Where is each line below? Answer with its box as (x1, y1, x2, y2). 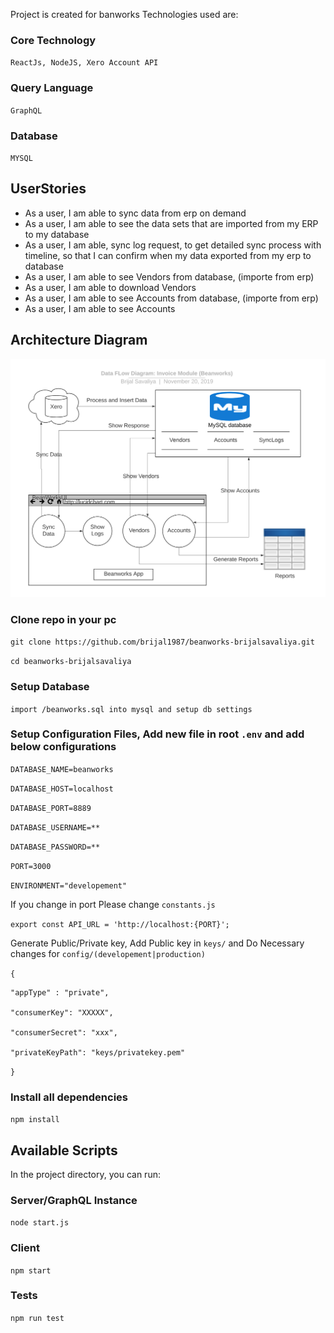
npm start (10, 1265, 52, 1276)
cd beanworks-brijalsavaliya (10, 657, 132, 667)
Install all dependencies (10, 1090, 128, 1104)
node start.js (10, 1218, 70, 1228)
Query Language (10, 81, 94, 95)
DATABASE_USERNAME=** (10, 822, 101, 833)
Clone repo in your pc (10, 612, 117, 626)
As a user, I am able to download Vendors (24, 281, 197, 293)
